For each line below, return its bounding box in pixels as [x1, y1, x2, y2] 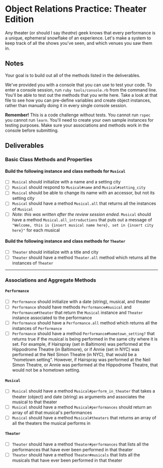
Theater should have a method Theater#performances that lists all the [12, 441, 149, 447]
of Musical [12, 206, 33, 212]
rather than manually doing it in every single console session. [5, 102, 128, 108]
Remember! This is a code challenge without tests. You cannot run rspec [5, 112, 151, 118]
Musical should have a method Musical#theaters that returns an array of [12, 414, 157, 420]
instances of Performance [12, 325, 62, 331]
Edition [5, 14, 34, 25]
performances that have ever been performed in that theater [12, 447, 133, 452]
